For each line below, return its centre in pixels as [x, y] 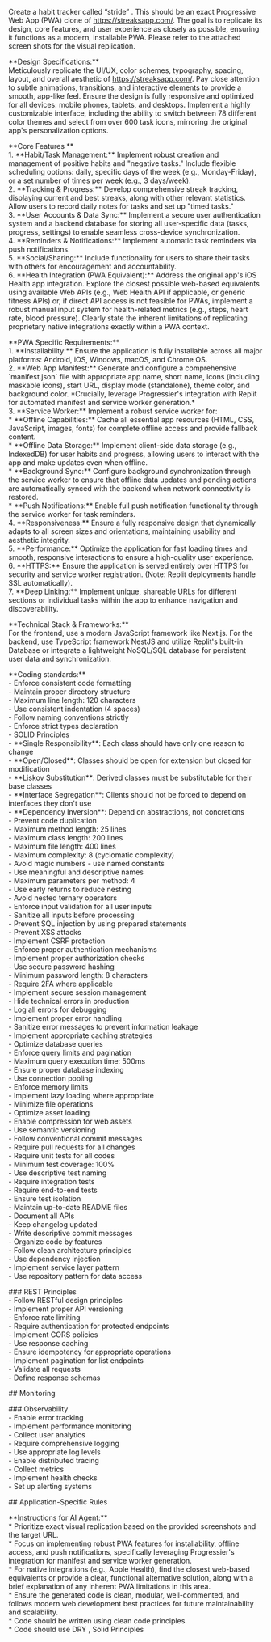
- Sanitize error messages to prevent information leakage [103, 1027]
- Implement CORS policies [53, 1335]
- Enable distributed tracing [54, 1460]
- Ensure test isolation [45, 1199]
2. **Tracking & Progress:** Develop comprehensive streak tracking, [123, 189]
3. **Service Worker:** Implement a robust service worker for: [113, 411]
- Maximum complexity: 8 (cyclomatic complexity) [92, 855]
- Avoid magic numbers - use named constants [87, 863]
